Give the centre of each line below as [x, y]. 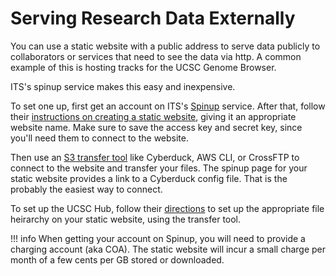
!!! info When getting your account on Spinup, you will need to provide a [158, 238]
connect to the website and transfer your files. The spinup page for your [159, 168]
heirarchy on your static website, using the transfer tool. [126, 219]
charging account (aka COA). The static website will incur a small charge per [168, 249]
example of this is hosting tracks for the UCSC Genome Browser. [143, 67]
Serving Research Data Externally [153, 18]
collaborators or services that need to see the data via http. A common [156, 56]
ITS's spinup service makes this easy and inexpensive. [123, 86]
